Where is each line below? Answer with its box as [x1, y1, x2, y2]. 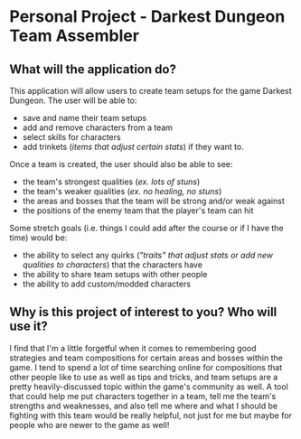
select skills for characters [22, 132, 121, 142]
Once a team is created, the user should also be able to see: [9, 159, 233, 169]
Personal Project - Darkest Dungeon [9, 6, 286, 27]
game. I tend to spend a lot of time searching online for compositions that [9, 361, 283, 372]
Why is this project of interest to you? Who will [9, 304, 277, 320]
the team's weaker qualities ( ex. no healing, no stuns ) [22, 186, 222, 196]
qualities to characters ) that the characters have [22, 259, 203, 270]
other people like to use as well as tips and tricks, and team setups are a [9, 371, 278, 382]
